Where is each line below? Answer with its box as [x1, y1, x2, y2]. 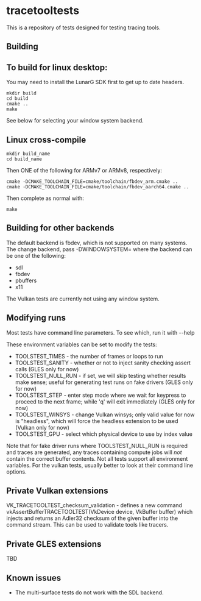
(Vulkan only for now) [15, 424, 70, 431]
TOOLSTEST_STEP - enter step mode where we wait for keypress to [15, 391, 186, 399]
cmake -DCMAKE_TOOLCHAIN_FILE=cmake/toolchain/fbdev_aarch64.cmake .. [6, 183, 189, 190]
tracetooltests [6, 4, 80, 18]
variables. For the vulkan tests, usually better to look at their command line [6, 461, 194, 469]
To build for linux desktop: [6, 62, 108, 73]
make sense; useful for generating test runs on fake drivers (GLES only [15, 379, 194, 386]
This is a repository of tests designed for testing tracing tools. [6, 24, 161, 31]
